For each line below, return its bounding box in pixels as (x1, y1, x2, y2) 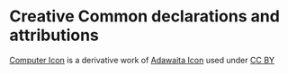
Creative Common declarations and (9, 6, 281, 27)
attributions (9, 25, 99, 45)
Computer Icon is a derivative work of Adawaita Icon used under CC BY (9, 54, 275, 65)
